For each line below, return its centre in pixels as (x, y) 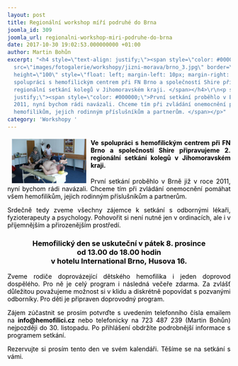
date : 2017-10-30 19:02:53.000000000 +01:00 (74, 45)
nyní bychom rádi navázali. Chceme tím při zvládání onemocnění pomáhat (119, 189)
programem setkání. (36, 336)
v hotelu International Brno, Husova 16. (119, 261)
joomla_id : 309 (30, 30)
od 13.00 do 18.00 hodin (119, 252)
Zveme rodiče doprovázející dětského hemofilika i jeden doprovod (119, 277)
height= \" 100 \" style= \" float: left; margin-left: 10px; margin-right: (122, 74)
